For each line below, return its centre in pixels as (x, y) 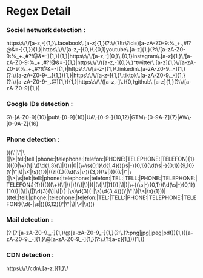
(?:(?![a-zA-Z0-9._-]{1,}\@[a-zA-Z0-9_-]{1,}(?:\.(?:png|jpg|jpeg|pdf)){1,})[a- (100, 233)
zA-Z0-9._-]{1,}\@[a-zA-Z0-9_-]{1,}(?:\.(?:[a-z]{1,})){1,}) (75, 239)
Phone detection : (33, 139)
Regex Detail (39, 11)
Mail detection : (30, 220)
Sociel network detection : (46, 30)
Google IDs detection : (40, 104)
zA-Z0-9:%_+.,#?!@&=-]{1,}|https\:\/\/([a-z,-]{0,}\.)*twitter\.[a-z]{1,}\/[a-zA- (101, 62)
